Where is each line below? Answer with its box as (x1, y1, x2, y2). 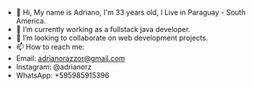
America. (15, 16, 46, 26)
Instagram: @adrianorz (15, 62, 92, 71)
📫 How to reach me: (15, 42, 85, 51)
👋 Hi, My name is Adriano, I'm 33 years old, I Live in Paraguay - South (15, 8, 246, 17)
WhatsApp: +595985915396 (15, 70, 110, 80)
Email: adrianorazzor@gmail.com (15, 54, 126, 63)
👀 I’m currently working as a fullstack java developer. (15, 25, 191, 34)
